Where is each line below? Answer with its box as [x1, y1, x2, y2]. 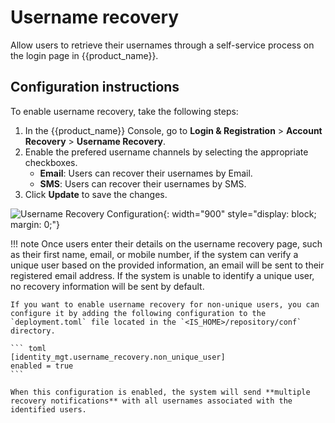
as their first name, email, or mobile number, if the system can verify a [10, 248, 299, 260]
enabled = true [10, 361, 74, 371]
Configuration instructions [10, 79, 180, 96]
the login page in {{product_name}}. [10, 49, 159, 61]
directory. [10, 326, 56, 336]
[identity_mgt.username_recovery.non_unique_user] [10, 352, 226, 362]
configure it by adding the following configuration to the [10, 308, 267, 318]
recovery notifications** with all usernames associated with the [10, 396, 293, 406]
